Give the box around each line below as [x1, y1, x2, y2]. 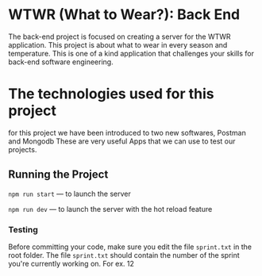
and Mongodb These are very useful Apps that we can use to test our [8, 136, 236, 146]
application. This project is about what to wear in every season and [8, 40, 228, 49]
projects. [8, 144, 37, 154]
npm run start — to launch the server [8, 189, 131, 198]
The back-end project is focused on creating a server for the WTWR [8, 32, 232, 41]
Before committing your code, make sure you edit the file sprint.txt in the [8, 242, 252, 251]
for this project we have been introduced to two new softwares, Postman [8, 128, 246, 137]
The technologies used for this [8, 85, 214, 103]
